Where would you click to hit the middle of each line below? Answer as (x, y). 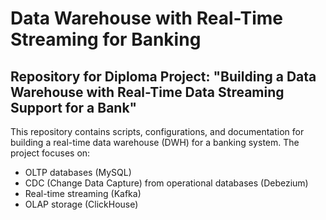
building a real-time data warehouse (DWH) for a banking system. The (155, 142)
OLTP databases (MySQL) (78, 172)
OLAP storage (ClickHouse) (81, 204)
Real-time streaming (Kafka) (83, 193)
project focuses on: (50, 153)
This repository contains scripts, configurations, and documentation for (157, 131)
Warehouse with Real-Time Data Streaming (147, 92)
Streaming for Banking (106, 39)
